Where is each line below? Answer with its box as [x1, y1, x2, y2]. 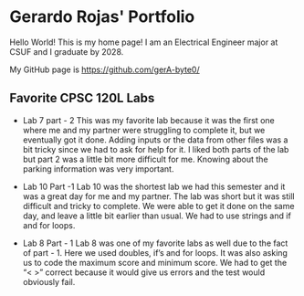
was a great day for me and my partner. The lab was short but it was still [22, 190, 295, 202]
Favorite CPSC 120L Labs [9, 90, 155, 106]
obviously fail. [22, 276, 76, 287]
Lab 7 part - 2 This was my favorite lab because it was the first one [22, 114, 276, 125]
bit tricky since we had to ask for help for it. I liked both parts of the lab [22, 143, 289, 154]
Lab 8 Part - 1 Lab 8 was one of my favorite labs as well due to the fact [22, 238, 288, 248]
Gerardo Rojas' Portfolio [9, 6, 195, 27]
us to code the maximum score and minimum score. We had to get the [22, 257, 288, 268]
